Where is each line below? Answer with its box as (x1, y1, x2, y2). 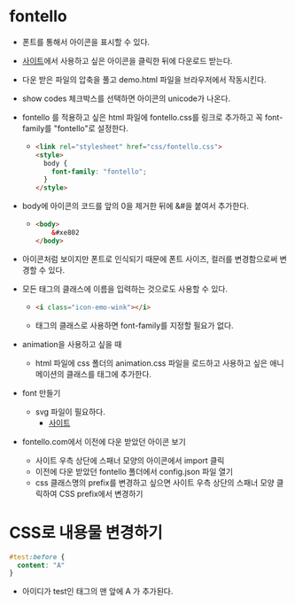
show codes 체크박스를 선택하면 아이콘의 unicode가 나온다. (21, 93, 231, 104)
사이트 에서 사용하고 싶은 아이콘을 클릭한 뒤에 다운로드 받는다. (21, 55, 233, 66)
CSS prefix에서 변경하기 (58, 488, 144, 499)
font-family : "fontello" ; (51, 167, 148, 176)
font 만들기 (21, 387, 61, 398)
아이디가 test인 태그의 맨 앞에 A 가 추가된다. (21, 586, 174, 597)
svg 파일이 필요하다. (35, 406, 106, 417)
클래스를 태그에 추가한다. (66, 368, 152, 379)
